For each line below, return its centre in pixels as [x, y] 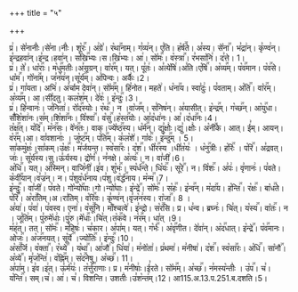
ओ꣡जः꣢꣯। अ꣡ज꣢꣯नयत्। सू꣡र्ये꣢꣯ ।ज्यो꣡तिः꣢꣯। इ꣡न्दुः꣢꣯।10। [72, 238]
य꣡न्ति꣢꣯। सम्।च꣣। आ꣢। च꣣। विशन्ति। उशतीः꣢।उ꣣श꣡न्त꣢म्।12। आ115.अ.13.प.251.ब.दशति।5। [139, 278]
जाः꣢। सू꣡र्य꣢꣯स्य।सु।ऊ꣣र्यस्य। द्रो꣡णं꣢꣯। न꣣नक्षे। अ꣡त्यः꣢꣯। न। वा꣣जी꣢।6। [97, 158]
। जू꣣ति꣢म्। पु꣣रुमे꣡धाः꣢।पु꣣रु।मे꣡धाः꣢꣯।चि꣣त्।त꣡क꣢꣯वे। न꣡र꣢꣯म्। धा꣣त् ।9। [96, 218]
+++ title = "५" [36, 13]
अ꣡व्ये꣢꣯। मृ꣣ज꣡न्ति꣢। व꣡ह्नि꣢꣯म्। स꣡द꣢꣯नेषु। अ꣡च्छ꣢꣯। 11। [71, 258]
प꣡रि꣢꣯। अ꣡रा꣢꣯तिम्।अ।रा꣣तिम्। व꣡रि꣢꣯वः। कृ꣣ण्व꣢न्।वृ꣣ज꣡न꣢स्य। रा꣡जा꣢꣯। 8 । [100, 198]
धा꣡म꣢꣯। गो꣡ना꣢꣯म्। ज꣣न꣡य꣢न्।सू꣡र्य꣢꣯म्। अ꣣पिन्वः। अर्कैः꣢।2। [80, 78]
